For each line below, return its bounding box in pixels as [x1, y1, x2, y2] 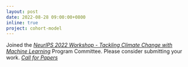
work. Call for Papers [6, 54, 58, 61]
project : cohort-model [6, 25, 62, 31]
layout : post [6, 8, 38, 15]
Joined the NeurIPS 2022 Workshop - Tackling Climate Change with [6, 42, 173, 49]
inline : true [6, 20, 38, 25]
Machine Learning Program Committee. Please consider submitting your [6, 48, 183, 55]
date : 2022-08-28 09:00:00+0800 [6, 14, 86, 20]
